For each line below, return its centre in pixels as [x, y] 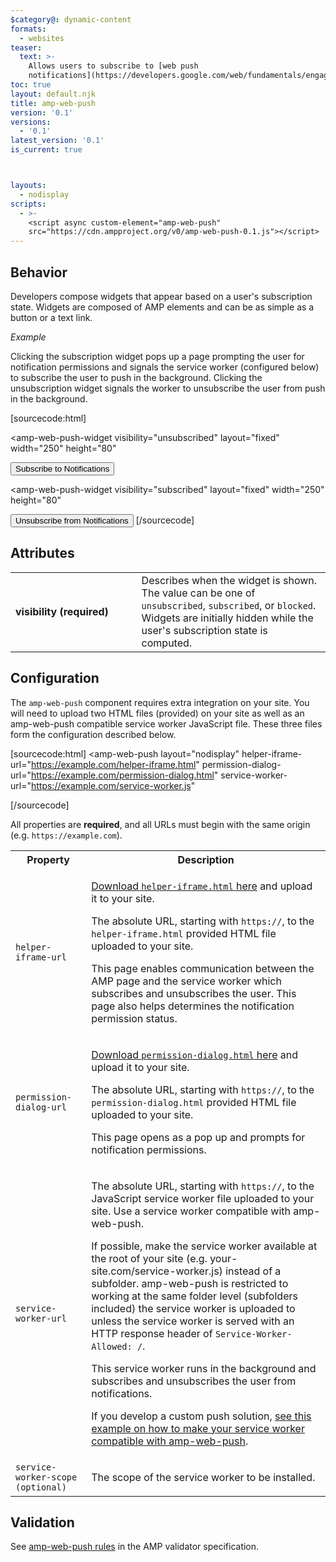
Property [48, 859]
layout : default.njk [53, 94]
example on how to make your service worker [198, 1428]
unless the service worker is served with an [193, 1321]
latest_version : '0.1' [57, 141]
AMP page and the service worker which [186, 981]
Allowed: [112, 1346]
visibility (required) [62, 611]
